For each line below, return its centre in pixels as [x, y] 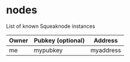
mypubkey [48, 50]
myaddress [106, 50]
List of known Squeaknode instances [51, 26]
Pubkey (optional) [59, 40]
